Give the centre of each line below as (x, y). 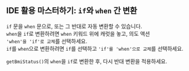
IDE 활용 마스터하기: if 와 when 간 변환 (72, 11)
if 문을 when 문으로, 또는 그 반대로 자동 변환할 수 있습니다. (74, 26)
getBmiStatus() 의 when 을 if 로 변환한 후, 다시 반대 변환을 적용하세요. (87, 61)
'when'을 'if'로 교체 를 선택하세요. (47, 41)
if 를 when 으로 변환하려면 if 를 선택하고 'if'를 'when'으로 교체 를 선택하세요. (95, 48)
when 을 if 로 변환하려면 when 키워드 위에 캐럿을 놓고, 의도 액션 (78, 33)
